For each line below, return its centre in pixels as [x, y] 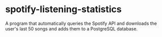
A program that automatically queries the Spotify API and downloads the [81, 23]
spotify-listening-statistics [63, 9]
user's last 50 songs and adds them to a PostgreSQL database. [72, 28]
